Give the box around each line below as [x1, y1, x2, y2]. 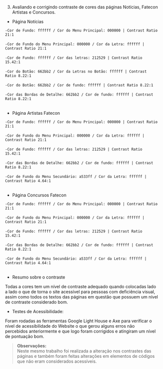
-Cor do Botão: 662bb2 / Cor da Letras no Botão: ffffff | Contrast [5, 69, 147, 74]
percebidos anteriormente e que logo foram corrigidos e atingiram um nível [5, 328, 156, 334]
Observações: [17, 343, 47, 349]
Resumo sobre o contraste [12, 274, 66, 280]
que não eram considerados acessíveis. [17, 358, 97, 364]
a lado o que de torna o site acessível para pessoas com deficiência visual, [5, 289, 156, 295]
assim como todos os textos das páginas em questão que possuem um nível [5, 294, 158, 299]
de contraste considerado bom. [5, 299, 68, 305]
